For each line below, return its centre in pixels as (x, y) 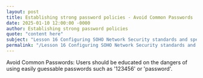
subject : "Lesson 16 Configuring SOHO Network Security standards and (97, 40)
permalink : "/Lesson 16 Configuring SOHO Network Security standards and (101, 46)
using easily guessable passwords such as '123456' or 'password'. (89, 68)
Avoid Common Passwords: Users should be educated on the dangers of (97, 62)
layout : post (23, 12)
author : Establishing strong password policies (67, 28)
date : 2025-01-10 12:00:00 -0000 (48, 23)
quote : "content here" (35, 34)
